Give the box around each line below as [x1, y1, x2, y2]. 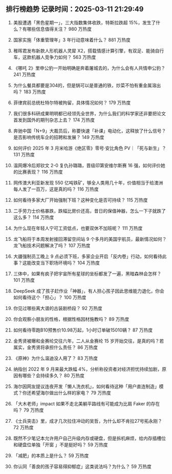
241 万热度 [13, 71, 36, 77]
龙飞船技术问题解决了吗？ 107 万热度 [13, 242, 91, 249]
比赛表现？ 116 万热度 [17, 169, 63, 175]
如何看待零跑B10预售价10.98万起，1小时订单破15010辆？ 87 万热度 [13, 327, 153, 333]
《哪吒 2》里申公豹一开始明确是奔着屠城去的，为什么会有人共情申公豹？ [13, 65, 166, 71]
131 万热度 [13, 151, 35, 157]
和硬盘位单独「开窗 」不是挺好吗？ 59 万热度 [13, 441, 108, 447]
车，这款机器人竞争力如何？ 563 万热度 [13, 54, 96, 60]
